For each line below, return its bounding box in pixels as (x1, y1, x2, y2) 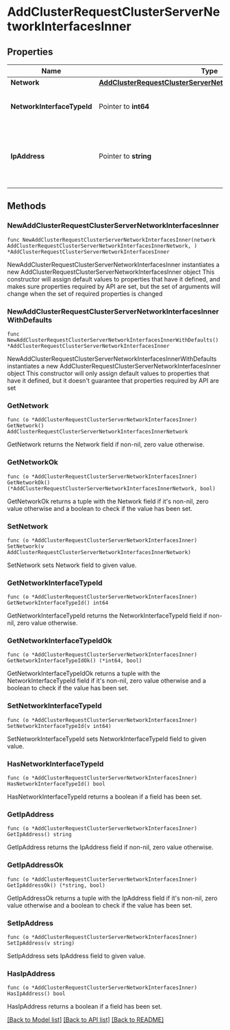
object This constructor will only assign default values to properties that (7, 369, 210, 377)
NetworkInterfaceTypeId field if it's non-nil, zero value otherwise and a (7, 677, 207, 685)
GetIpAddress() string (7, 831, 72, 838)
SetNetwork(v (7, 542, 44, 550)
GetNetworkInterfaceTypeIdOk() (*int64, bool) (7, 657, 142, 664)
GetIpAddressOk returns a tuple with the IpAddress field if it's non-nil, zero (7, 894, 218, 902)
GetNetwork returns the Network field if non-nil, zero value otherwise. (7, 440, 205, 449)
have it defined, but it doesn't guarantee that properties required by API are (7, 376, 219, 384)
